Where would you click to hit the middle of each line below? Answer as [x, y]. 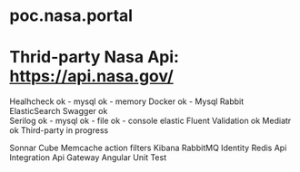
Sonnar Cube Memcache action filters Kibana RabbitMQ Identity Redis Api [148, 148]
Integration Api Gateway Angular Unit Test [88, 158]
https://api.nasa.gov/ [92, 76]
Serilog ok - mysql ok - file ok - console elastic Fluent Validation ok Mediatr [150, 121]
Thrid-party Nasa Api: [95, 57]
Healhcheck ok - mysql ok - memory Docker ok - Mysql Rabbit [127, 101]
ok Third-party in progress [59, 130]
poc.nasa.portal [71, 16]
